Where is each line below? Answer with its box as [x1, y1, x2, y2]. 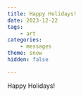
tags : [7, 23, 23, 30]
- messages [20, 43, 52, 50]
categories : [7, 37, 42, 44]
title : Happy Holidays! [7, 10, 77, 18]
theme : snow [7, 50, 42, 57]
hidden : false [7, 56, 49, 63]
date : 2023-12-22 [7, 17, 58, 24]
